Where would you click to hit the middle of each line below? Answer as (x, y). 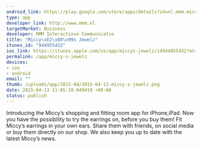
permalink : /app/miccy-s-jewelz (47, 57)
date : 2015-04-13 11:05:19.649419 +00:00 (59, 90)
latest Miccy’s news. (31, 138)
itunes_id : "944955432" (36, 46)
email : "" (19, 79)
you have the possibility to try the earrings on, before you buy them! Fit (94, 119)
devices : (17, 62)
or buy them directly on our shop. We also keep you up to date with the (94, 132)
